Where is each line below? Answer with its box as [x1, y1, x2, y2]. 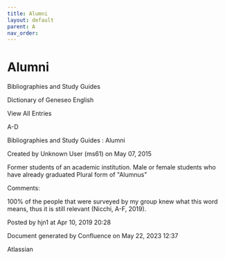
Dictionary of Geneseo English [7, 96, 94, 104]
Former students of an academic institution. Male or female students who [7, 163, 216, 172]
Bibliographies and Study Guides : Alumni [7, 136, 126, 144]
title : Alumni [7, 10, 48, 17]
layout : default [7, 17, 54, 24]
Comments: [7, 184, 40, 192]
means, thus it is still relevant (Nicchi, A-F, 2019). [7, 205, 147, 213]
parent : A [7, 23, 36, 30]
